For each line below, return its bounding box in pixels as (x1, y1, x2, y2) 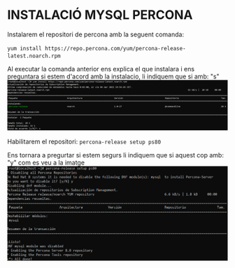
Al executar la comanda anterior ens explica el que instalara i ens (7, 64, 194, 73)
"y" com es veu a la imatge (7, 158, 85, 167)
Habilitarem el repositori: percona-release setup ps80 (7, 137, 162, 146)
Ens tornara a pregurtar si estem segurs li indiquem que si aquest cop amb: (7, 151, 224, 160)
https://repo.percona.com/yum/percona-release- (44, 45, 187, 52)
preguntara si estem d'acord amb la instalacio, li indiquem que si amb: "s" (7, 72, 220, 80)
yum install (7, 45, 42, 52)
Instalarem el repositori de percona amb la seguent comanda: (7, 30, 184, 38)
